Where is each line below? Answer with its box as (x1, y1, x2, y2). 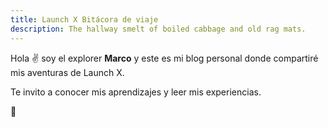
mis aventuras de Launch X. (10, 66, 125, 78)
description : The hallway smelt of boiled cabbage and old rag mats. (10, 24, 307, 34)
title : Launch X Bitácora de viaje (10, 14, 159, 25)
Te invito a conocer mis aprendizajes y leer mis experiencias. (10, 86, 262, 98)
